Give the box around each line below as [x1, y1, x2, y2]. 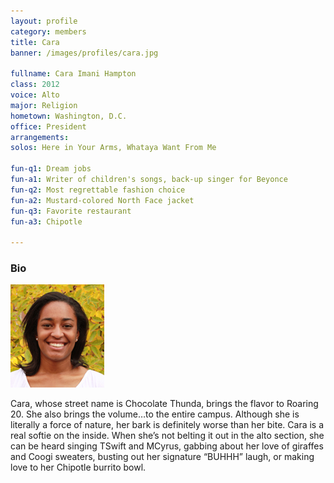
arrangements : [10, 132, 70, 142]
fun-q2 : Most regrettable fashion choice [10, 185, 186, 195]
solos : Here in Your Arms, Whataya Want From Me [10, 143, 217, 153]
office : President [10, 121, 87, 132]
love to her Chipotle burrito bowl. [10, 461, 147, 474]
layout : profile [10, 16, 78, 26]
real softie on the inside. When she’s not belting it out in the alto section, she [10, 430, 325, 442]
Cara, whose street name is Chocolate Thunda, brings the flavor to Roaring [10, 398, 319, 410]
